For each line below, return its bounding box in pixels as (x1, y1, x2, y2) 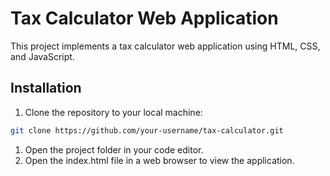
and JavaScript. (10, 50, 75, 62)
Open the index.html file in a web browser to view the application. (24, 154, 295, 166)
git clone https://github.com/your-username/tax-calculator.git (10, 125, 284, 136)
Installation (10, 80, 82, 97)
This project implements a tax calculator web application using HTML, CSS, (10, 40, 321, 52)
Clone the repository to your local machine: (24, 106, 203, 118)
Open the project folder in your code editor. (24, 143, 204, 156)
